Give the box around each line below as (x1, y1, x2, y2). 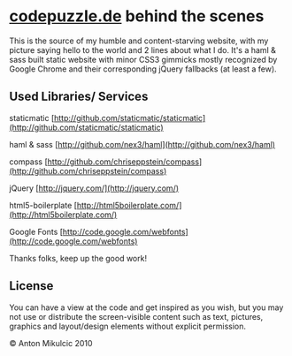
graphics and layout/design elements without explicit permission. (9, 321, 246, 331)
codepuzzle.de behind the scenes (9, 6, 265, 27)
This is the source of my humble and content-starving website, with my (9, 35, 269, 46)
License (9, 278, 54, 293)
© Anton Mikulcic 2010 (9, 337, 93, 348)
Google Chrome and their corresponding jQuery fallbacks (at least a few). (9, 64, 277, 74)
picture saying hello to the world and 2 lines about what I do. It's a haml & (9, 44, 276, 55)
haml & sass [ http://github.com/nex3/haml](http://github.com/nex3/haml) (9, 139, 276, 149)
